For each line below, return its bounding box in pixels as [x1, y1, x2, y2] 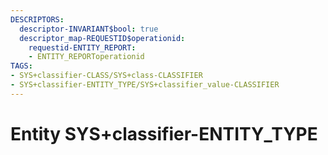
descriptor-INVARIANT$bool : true [19, 24, 159, 34]
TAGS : [10, 61, 33, 71]
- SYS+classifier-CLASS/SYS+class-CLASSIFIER [10, 71, 203, 81]
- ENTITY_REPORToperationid [28, 52, 145, 62]
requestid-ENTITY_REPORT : [28, 42, 137, 53]
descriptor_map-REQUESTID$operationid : [19, 33, 186, 43]
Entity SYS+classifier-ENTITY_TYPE [10, 122, 318, 145]
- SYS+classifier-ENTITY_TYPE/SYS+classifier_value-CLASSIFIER [10, 80, 280, 90]
